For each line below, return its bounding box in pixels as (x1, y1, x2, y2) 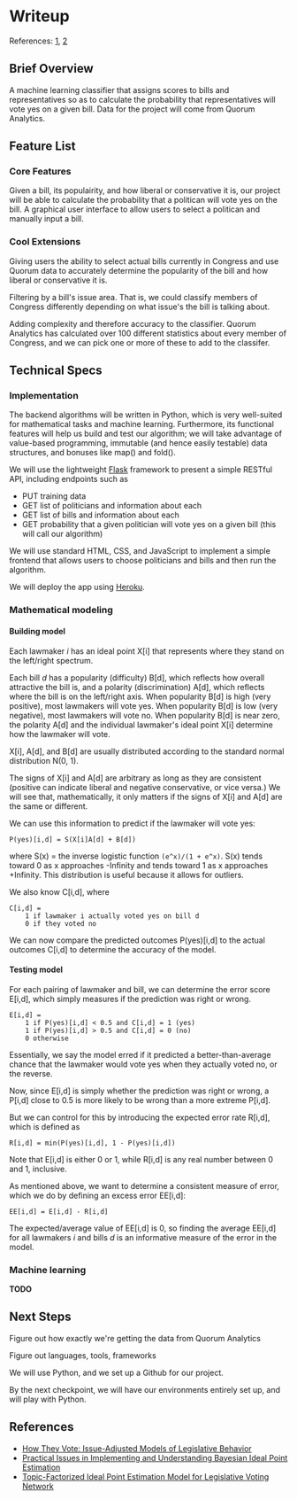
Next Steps (9, 1310, 72, 1325)
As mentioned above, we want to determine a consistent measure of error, (9, 1180, 280, 1191)
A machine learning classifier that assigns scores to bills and (9, 84, 230, 95)
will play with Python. (9, 1394, 87, 1404)
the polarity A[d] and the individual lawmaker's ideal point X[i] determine (9, 719, 274, 730)
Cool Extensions (9, 236, 81, 248)
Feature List (9, 139, 76, 154)
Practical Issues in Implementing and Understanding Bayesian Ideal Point (21, 1452, 288, 1463)
